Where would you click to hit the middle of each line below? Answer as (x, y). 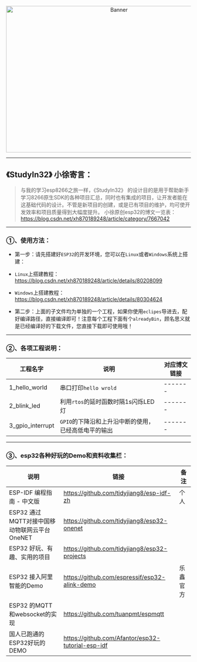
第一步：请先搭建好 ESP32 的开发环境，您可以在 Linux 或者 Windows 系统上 (98, 254)
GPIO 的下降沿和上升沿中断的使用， (107, 422)
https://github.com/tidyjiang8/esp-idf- (117, 493)
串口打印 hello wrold (89, 388)
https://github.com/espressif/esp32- (115, 577)
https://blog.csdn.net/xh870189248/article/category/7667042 (95, 218)
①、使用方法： (28, 240)
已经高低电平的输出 (86, 430)
